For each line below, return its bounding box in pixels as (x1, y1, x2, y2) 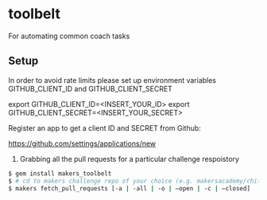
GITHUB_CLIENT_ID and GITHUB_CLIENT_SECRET (8, 84, 173, 93)
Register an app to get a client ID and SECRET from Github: (8, 123, 201, 132)
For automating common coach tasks (8, 31, 130, 41)
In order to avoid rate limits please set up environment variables (8, 75, 217, 84)
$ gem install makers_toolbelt (8, 169, 112, 178)
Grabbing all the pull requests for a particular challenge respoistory (19, 154, 240, 163)
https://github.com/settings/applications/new (8, 139, 157, 148)
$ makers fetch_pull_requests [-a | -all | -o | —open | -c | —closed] (8, 184, 251, 192)
